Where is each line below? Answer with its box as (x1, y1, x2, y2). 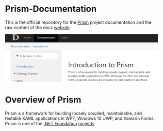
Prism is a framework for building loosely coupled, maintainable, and (5, 110, 142, 116)
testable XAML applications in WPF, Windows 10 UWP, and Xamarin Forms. (5, 116, 155, 121)
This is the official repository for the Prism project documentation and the (5, 19, 152, 25)
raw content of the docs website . (5, 24, 71, 30)
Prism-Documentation (5, 3, 97, 15)
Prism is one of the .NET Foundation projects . (5, 121, 96, 127)
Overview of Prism (5, 94, 81, 105)
